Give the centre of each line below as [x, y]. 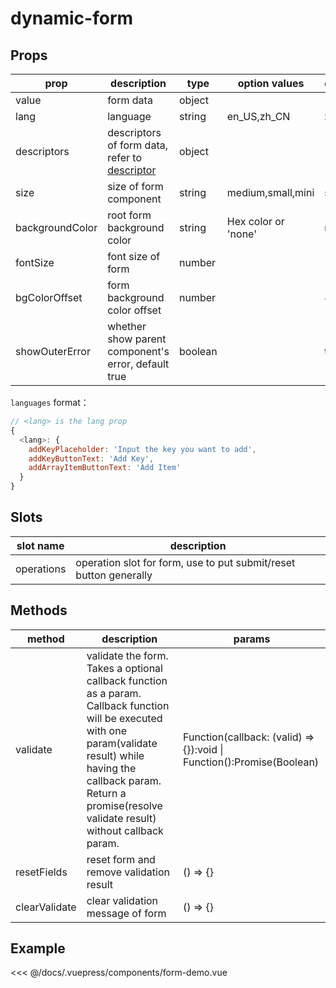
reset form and [121, 859]
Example [38, 948]
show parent [137, 339]
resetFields [41, 872]
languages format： [50, 402]
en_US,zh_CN [258, 116]
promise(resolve [124, 805]
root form [129, 215]
